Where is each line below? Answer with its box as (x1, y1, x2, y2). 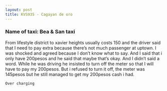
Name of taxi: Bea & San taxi (5, 28, 75, 35)
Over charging (5, 81, 35, 86)
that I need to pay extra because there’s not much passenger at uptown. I (5, 45, 156, 51)
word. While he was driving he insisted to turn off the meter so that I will (5, 61, 154, 67)
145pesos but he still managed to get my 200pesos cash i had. (5, 71, 134, 77)
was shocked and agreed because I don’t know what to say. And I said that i (5, 50, 162, 56)
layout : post (5, 7, 33, 12)
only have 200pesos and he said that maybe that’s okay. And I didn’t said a (5, 55, 159, 61)
